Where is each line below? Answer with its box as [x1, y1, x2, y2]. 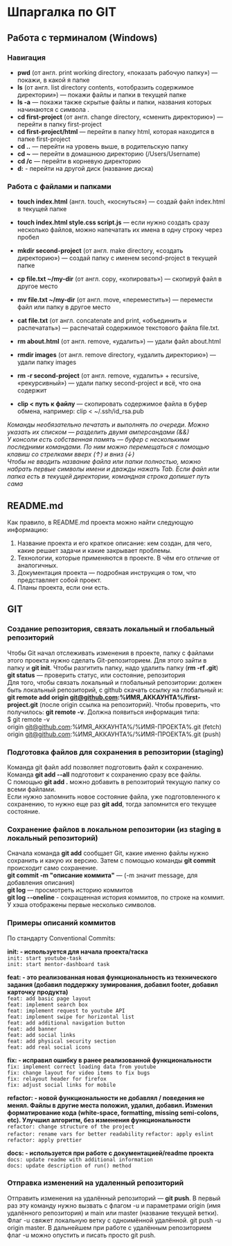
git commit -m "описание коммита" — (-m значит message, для [7, 871, 198, 879]
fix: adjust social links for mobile [7, 1081, 116, 1088]
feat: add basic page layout [7, 995, 91, 1002]
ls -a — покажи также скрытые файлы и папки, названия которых [17, 98, 213, 106]
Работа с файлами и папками [7, 181, 112, 191]
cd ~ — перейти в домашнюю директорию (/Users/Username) [17, 149, 201, 158]
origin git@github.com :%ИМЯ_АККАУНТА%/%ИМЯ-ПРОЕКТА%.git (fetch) [7, 722, 222, 731]
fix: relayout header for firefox [7, 1075, 107, 1082]
